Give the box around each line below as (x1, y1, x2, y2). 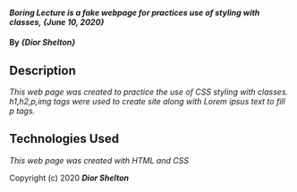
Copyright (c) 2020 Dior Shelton (9, 172, 130, 183)
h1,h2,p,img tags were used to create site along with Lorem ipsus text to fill (9, 96, 286, 106)
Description (9, 63, 76, 78)
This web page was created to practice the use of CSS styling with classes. (9, 87, 289, 97)
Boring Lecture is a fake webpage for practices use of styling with (9, 7, 260, 18)
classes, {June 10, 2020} (9, 16, 105, 27)
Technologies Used (9, 131, 119, 146)
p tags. (9, 105, 36, 116)
